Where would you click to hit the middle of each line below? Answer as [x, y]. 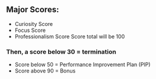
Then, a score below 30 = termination [61, 51]
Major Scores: [33, 10]
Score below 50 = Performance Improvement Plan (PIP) [82, 65]
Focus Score [30, 30]
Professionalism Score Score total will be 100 [70, 36]
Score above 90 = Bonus [45, 71]
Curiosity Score [34, 24]
